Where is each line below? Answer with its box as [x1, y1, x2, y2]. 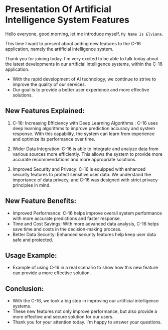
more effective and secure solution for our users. [12, 314, 114, 320]
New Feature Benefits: [5, 197, 77, 205]
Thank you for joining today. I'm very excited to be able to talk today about [5, 55, 159, 61]
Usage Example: [5, 251, 57, 260]
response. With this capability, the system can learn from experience [12, 131, 155, 137]
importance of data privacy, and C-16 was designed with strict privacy [12, 177, 158, 183]
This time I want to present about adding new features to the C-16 [5, 40, 141, 46]
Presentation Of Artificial [5, 4, 111, 15]
